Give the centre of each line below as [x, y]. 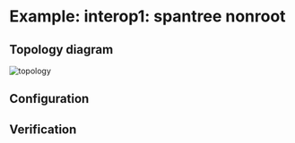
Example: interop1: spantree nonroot [147, 17]
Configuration [49, 99]
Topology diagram [61, 50]
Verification [43, 129]
